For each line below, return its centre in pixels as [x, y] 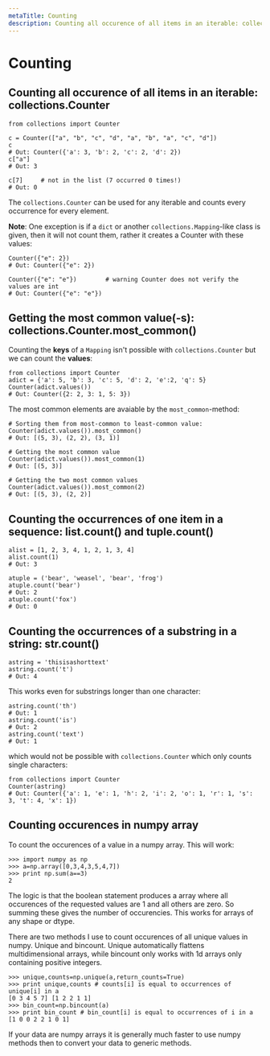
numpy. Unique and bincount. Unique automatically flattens [106, 945]
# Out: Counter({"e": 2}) [51, 265]
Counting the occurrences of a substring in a [123, 631]
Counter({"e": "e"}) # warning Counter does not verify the [124, 279]
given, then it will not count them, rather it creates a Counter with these [126, 235]
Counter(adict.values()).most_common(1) [77, 460]
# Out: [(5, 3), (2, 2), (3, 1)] [64, 438]
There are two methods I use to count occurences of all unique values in [128, 936]
